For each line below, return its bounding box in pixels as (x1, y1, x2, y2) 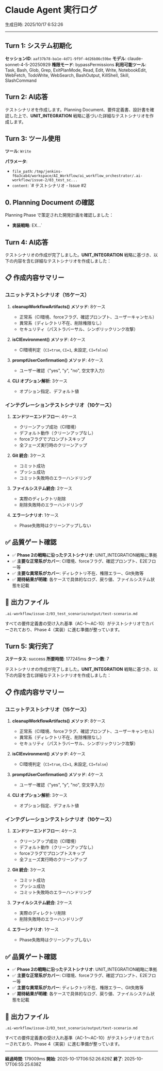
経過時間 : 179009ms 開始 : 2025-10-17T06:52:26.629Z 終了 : (5, 1056, 124, 1062)
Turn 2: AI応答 (5, 93, 49, 101)
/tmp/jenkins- (34, 169, 63, 174)
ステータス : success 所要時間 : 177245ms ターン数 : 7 (5, 656, 109, 662)
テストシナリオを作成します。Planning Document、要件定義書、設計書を (5, 107, 150, 113)
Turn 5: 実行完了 (5, 642, 54, 650)
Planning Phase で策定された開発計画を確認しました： (5, 212, 114, 218)
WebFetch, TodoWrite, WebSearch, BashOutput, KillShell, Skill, (5, 72, 130, 78)
